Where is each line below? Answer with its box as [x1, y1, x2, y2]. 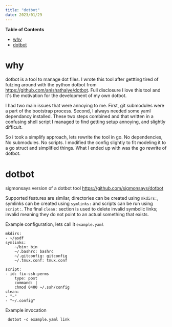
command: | [14, 281, 38, 286]
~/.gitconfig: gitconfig [14, 253, 68, 259]
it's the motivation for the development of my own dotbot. [5, 92, 127, 99]
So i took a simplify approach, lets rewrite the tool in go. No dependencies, [5, 134, 163, 141]
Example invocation [5, 307, 47, 313]
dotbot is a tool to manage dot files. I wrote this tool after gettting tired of [5, 76, 159, 82]
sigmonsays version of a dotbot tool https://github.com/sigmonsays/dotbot [5, 185, 164, 192]
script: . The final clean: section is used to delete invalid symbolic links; [5, 206, 158, 212]
